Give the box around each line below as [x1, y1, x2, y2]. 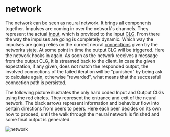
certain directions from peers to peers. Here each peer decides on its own [5, 105, 161, 112]
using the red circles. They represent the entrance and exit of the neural [5, 95, 157, 101]
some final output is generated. [5, 116, 71, 122]
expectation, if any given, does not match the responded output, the [5, 63, 149, 69]
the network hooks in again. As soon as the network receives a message [5, 52, 158, 59]
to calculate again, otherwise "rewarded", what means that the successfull [5, 74, 162, 80]
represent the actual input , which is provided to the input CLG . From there [5, 31, 160, 37]
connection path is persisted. [5, 79, 67, 86]
